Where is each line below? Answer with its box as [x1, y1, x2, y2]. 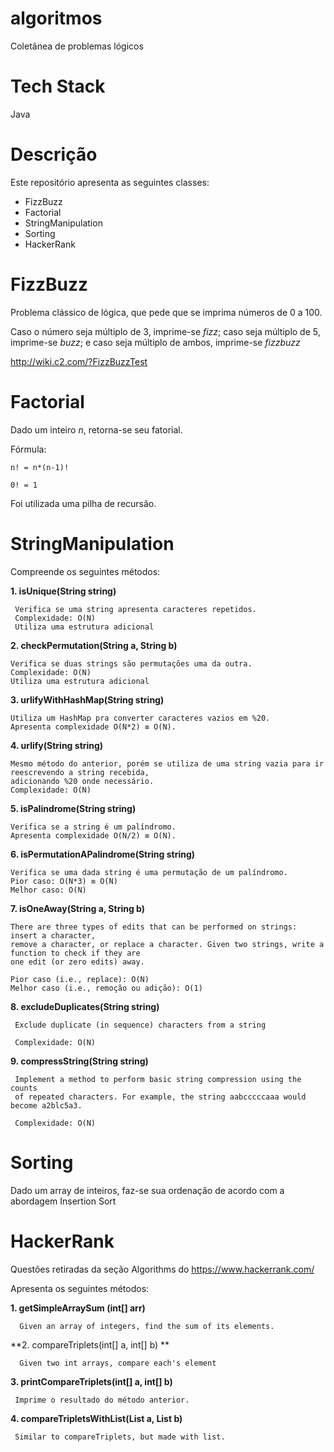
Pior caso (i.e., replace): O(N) [10, 974, 150, 984]
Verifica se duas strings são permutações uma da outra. [10, 658, 253, 669]
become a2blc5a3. [10, 1100, 83, 1111]
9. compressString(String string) [10, 1055, 149, 1067]
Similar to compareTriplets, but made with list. [14, 1432, 226, 1442]
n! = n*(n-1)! [10, 462, 70, 472]
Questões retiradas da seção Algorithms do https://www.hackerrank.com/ [10, 1263, 315, 1275]
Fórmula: [10, 443, 47, 455]
